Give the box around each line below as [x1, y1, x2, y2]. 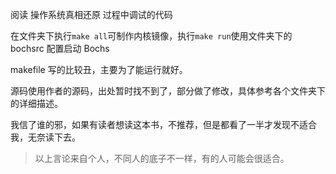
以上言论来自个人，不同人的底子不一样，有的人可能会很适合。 [34, 153, 290, 164]
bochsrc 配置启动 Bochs [10, 43, 110, 54]
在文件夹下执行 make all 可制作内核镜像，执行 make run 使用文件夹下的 [10, 30, 293, 42]
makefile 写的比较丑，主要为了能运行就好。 [10, 64, 188, 75]
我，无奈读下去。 [10, 131, 81, 143]
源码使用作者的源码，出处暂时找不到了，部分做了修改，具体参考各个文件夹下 [10, 85, 326, 97]
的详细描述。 [10, 98, 63, 109]
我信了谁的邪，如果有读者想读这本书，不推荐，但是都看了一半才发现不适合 [10, 119, 317, 130]
